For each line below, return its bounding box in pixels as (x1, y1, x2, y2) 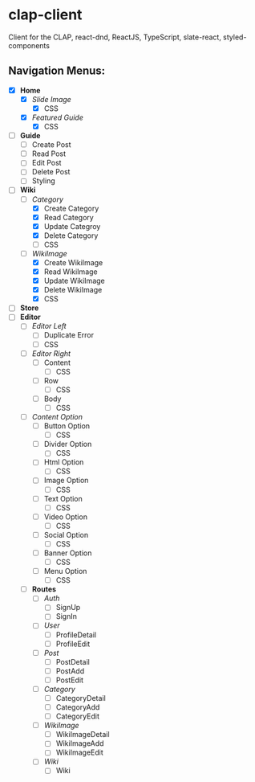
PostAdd (55, 665, 85, 676)
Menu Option (43, 567, 87, 576)
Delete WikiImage (43, 285, 103, 295)
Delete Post (31, 167, 71, 177)
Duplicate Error (43, 330, 95, 340)
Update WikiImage (43, 276, 106, 286)
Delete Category (43, 231, 99, 240)
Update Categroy (43, 221, 101, 231)
